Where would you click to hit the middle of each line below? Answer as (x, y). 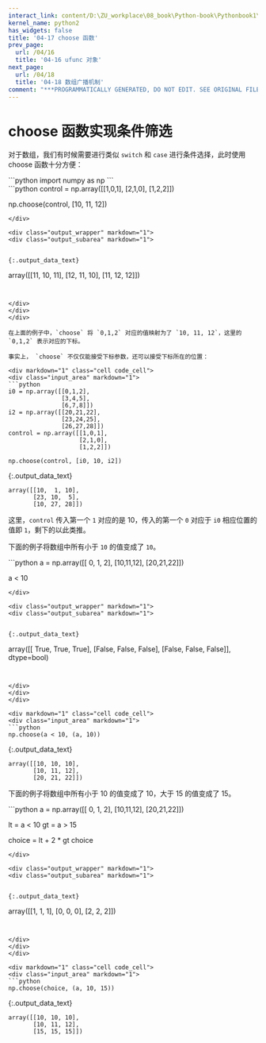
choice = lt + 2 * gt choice (51, 840)
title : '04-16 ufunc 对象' (59, 60)
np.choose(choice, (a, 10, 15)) (61, 989)
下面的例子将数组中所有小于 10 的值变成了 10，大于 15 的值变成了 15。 (122, 794)
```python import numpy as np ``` (61, 180)
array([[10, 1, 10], (44, 491)
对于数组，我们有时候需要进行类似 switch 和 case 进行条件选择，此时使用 (127, 155)
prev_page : (26, 45)
